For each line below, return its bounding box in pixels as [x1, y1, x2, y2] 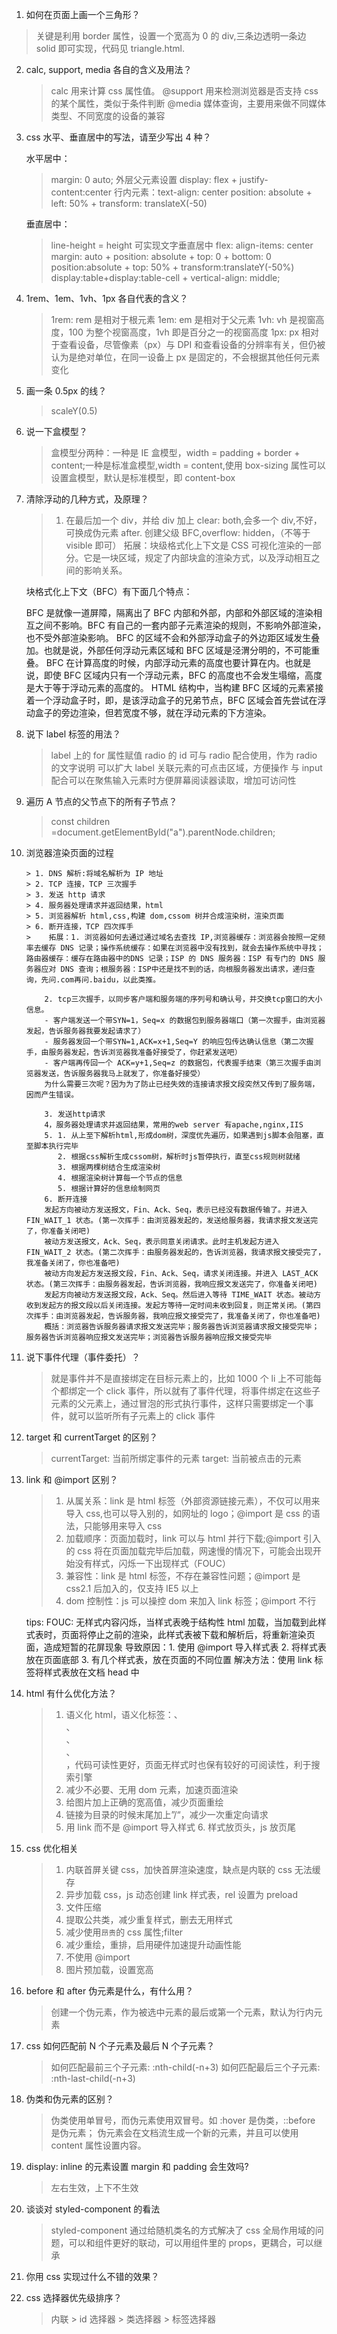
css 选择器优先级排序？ [25, 2292, 123, 2303]
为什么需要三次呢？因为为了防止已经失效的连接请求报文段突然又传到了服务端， [44, 1079, 320, 1089]
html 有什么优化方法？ [25, 1688, 118, 1699]
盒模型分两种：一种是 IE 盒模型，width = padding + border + [50, 447, 301, 458]
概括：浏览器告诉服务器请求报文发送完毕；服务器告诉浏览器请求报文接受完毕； [44, 1322, 320, 1332]
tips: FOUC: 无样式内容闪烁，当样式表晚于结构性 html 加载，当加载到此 [25, 1616, 318, 1628]
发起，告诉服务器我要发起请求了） [25, 1026, 146, 1036]
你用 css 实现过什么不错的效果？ [25, 2271, 160, 2282]
